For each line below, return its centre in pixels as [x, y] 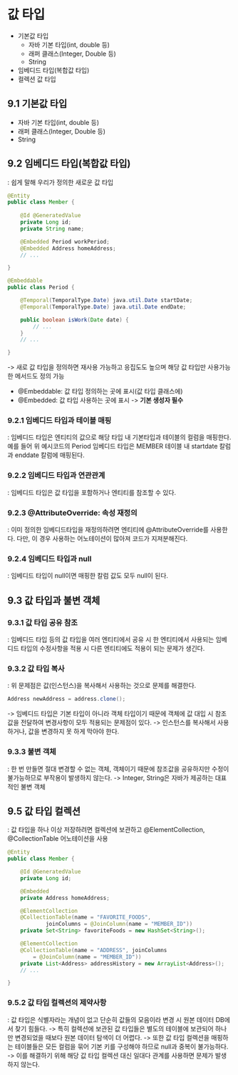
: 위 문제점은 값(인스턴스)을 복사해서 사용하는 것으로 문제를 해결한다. [102, 686]
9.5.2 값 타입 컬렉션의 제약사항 [57, 1003]
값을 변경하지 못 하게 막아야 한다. [74, 731]
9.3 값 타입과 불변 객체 [54, 600]
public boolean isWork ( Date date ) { [75, 320]
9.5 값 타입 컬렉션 [44, 811]
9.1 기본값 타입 [37, 104]
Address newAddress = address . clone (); [67, 699]
